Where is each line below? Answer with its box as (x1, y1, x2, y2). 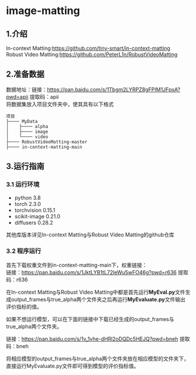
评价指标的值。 (6, 303, 42, 310)
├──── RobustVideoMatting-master (6, 139, 88, 145)
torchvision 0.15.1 (14, 207, 56, 214)
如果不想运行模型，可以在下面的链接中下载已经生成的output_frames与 (6, 315, 174, 322)
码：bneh (6, 342, 29, 349)
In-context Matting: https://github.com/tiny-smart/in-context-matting (6, 45, 171, 51)
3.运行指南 (6, 161, 45, 171)
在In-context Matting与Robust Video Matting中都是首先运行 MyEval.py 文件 (6, 288, 185, 295)
